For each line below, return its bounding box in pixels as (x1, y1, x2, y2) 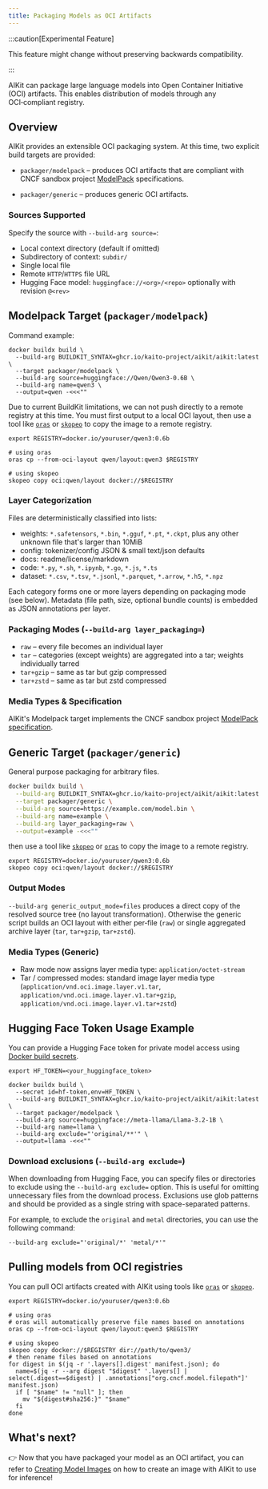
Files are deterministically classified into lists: (8, 513, 158, 523)
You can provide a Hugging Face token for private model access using (8, 1042, 240, 1053)
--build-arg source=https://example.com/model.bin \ (15, 805, 195, 813)
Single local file (19, 260, 70, 270)
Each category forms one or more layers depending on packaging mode (8, 586, 246, 596)
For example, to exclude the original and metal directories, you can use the (8, 1214, 258, 1225)
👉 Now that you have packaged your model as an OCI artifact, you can (8, 1452, 244, 1462)
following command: (8, 1223, 76, 1233)
